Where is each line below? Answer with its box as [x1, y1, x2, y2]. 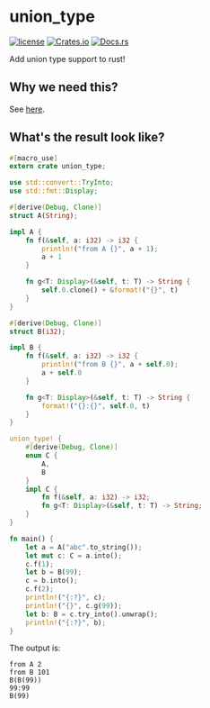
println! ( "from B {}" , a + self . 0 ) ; [41, 360, 179, 369]
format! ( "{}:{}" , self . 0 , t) [41, 401, 151, 411]
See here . [9, 104, 45, 114]
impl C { [25, 485, 58, 494]
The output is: [9, 642, 61, 654]
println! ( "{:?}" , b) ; [25, 618, 106, 627]
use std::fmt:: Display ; [9, 186, 99, 195]
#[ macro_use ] [9, 153, 58, 163]
